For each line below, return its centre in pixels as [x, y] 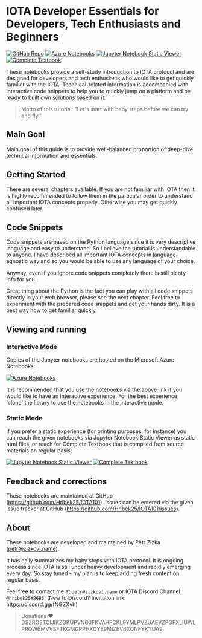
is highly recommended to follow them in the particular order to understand [99, 195]
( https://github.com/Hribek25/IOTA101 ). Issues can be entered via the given [100, 503]
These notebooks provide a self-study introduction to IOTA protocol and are [100, 71]
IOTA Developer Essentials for [83, 11]
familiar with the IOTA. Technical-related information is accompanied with [97, 84]
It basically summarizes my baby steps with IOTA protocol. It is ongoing [95, 560]
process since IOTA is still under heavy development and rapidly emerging [99, 567]
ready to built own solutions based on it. [56, 97]
